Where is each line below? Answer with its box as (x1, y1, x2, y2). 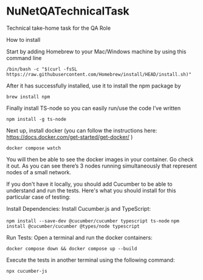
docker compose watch (6, 145, 61, 151)
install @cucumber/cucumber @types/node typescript (6, 223, 140, 229)
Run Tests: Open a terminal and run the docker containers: (6, 234, 153, 241)
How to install (6, 36, 41, 43)
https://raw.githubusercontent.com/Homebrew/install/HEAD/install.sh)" (6, 71, 191, 77)
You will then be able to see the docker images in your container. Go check (6, 155, 194, 163)
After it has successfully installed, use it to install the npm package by (6, 82, 181, 89)
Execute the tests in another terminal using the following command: (6, 256, 175, 264)
